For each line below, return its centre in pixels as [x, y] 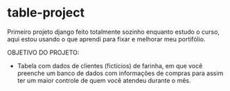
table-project [46, 13]
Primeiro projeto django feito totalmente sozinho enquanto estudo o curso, [114, 32]
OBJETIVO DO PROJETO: [43, 52]
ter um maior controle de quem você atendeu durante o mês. [104, 80]
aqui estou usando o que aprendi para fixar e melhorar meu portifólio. [106, 39]
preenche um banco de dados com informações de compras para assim [120, 73]
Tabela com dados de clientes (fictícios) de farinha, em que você [110, 65]
